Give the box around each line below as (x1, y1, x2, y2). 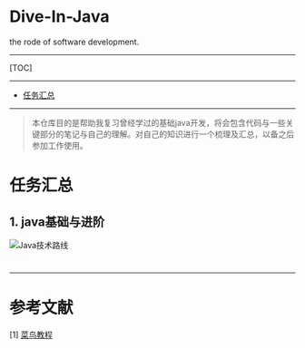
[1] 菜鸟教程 (9, 329, 53, 341)
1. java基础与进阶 (9, 214, 105, 229)
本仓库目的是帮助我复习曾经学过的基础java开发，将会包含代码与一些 (31, 117, 286, 128)
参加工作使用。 (31, 140, 88, 150)
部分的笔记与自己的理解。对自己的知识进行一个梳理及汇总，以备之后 (39, 129, 295, 140)
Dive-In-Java (9, 6, 110, 27)
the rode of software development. (9, 36, 140, 47)
